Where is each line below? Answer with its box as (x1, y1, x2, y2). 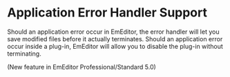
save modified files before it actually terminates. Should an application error (7, 34, 223, 43)
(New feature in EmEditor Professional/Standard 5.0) (7, 63, 157, 71)
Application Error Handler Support (7, 5, 207, 21)
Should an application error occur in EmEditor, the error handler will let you (7, 27, 220, 36)
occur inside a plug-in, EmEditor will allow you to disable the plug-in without (7, 42, 223, 50)
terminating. (7, 49, 41, 58)
